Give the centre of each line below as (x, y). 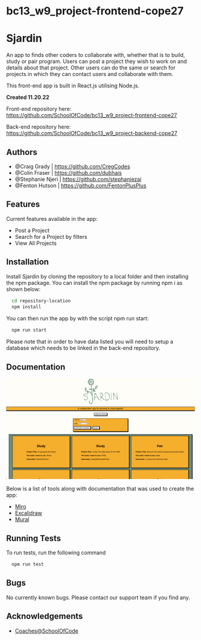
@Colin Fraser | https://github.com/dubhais (68, 172)
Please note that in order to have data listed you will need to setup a (90, 342)
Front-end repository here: (39, 109)
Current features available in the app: (52, 219)
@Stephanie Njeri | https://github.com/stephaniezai (78, 179)
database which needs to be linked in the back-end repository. (83, 348)
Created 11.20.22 (28, 98)
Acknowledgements (45, 616)
